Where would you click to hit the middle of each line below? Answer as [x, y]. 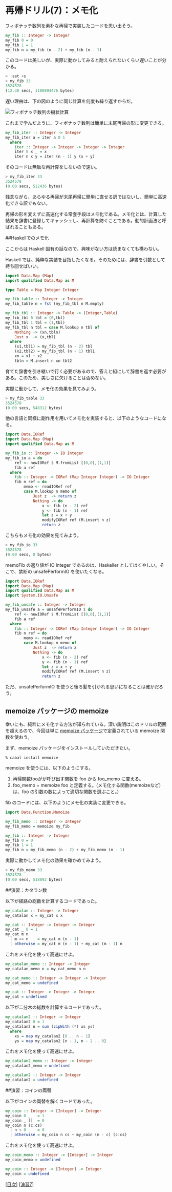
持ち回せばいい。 [23, 266]
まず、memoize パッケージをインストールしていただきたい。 [69, 748]
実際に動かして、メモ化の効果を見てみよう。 [52, 389]
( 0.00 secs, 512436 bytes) [34, 186]
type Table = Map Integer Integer [42, 290]
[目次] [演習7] [20, 1184]
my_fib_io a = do [24, 458]
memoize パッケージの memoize [57, 711]
